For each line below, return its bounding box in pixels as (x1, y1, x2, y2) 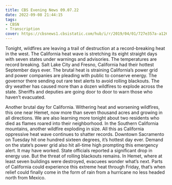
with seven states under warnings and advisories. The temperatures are (5, 56, 157, 62)
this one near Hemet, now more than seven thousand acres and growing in (5, 109, 163, 115)
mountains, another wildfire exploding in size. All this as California (5, 126, 144, 132)
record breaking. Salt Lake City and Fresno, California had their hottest (5, 62, 155, 67)
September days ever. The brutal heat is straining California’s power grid (5, 67, 158, 73)
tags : (5, 17, 17, 22)
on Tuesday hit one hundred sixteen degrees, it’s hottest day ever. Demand (5, 136, 164, 143)
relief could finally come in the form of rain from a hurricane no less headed (5, 169, 165, 175)
